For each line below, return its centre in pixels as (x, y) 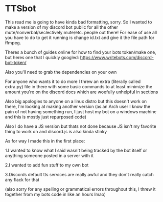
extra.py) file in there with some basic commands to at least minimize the (79, 86)
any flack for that (22, 180)
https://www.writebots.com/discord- (117, 57)
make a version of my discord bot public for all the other (62, 27)
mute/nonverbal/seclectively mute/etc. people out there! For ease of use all (81, 32)
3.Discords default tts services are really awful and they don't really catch (80, 174)
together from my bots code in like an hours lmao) (56, 194)
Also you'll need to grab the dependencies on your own (61, 72)
